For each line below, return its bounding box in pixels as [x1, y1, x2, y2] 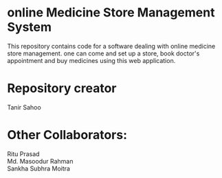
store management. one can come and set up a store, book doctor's [7, 49, 200, 58]
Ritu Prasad [7, 149, 40, 158]
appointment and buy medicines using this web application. [7, 56, 176, 64]
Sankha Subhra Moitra [7, 164, 71, 173]
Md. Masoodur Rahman [7, 157, 74, 165]
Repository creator [7, 81, 117, 97]
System [7, 19, 52, 35]
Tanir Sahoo [7, 103, 41, 111]
